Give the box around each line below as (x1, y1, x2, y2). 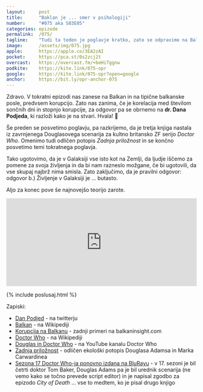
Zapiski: (6, 303, 26, 310)
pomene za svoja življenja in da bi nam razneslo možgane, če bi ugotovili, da (6, 162, 197, 169)
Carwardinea (14, 353, 48, 360)
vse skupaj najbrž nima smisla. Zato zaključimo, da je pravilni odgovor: (6, 168, 182, 176)
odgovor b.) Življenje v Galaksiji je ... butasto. (6, 174, 118, 182)
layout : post (6, 8, 50, 15)
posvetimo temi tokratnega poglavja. (6, 144, 97, 151)
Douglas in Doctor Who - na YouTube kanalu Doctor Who (14, 341, 157, 348)
